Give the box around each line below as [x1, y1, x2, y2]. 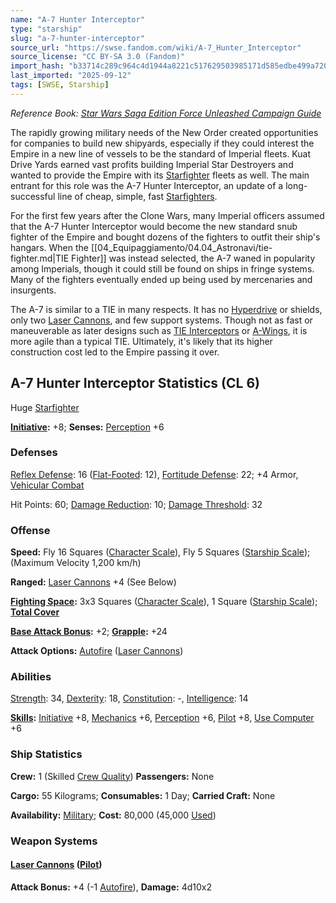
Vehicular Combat [10, 479, 85, 491]
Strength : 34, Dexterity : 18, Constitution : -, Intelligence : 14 [10, 692, 249, 705]
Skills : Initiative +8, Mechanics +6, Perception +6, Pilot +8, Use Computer [10, 712, 315, 724]
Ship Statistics [10, 747, 83, 761]
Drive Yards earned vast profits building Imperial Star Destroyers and [10, 158, 294, 170]
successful [10, 190, 56, 202]
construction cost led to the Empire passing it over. [10, 346, 220, 358]
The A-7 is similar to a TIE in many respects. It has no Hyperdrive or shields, [10, 303, 323, 315]
